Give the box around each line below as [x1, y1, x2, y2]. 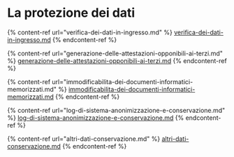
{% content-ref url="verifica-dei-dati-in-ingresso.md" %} [7, 28, 173, 36]
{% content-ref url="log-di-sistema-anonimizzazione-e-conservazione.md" [7, 106, 226, 114]
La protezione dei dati [7, 5, 136, 21]
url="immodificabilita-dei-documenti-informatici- [52, 77, 193, 86]
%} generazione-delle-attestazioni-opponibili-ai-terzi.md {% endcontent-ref [7, 56, 227, 64]
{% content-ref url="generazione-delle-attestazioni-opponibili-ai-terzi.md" [7, 49, 224, 57]
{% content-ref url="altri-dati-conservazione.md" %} [7, 135, 161, 143]
